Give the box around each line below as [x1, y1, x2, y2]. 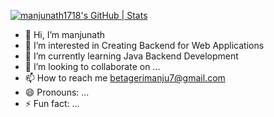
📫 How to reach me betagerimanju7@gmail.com [24, 72, 226, 84]
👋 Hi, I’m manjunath [24, 29, 106, 40]
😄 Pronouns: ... [24, 86, 90, 98]
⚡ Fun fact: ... [24, 98, 80, 109]
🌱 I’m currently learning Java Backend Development [24, 50, 239, 62]
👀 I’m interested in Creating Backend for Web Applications [24, 40, 265, 51]
